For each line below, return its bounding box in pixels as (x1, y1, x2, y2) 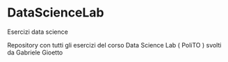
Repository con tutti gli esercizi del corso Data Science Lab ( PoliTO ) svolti (7, 41, 222, 49)
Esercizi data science (7, 28, 68, 36)
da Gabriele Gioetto (7, 48, 63, 56)
